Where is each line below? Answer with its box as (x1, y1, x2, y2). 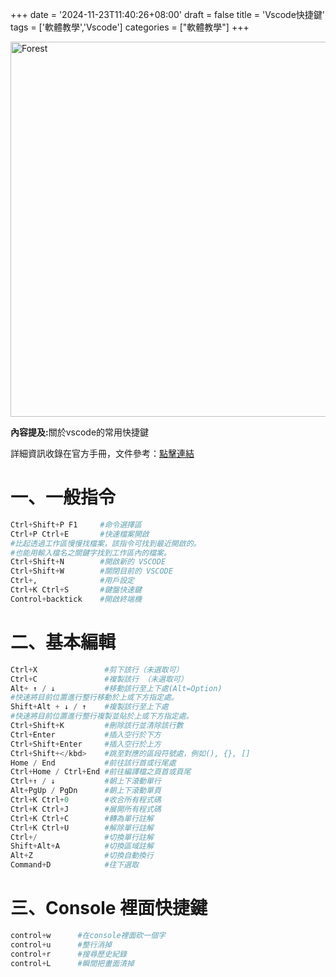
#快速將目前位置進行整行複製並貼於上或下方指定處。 (10, 711, 194, 722)
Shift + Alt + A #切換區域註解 (10, 841, 154, 852)
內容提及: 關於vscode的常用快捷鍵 (10, 426, 150, 438)
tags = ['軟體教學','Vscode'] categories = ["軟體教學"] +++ (10, 21, 250, 33)
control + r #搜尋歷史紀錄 (10, 949, 127, 959)
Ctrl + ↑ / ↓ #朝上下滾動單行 (10, 776, 162, 787)
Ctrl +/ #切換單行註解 (10, 832, 154, 842)
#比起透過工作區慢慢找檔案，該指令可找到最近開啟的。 (10, 538, 202, 548)
